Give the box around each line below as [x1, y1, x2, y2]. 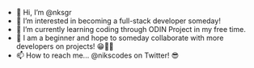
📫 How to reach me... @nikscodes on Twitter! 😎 [15, 50, 180, 60]
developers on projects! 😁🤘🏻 [15, 42, 115, 51]
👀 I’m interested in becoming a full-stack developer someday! [15, 16, 221, 26]
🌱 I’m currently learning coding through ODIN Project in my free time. [15, 25, 247, 34]
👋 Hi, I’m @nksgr [15, 8, 72, 17]
